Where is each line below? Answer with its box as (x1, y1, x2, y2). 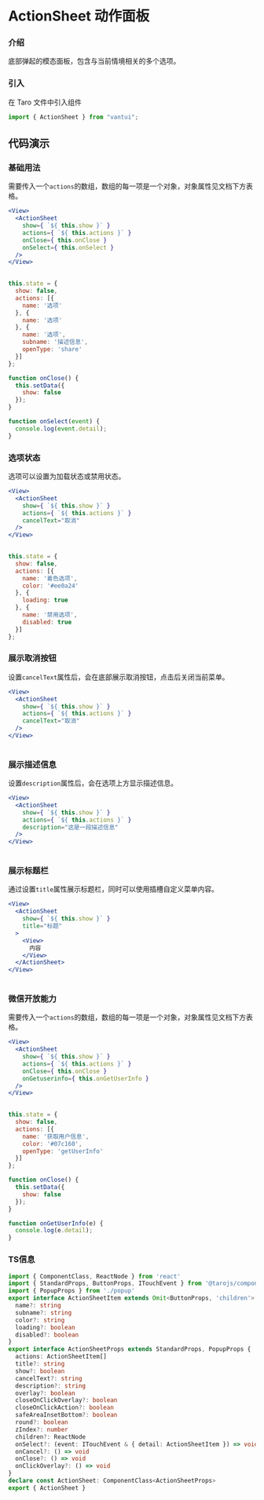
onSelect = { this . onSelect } (22, 243, 114, 251)
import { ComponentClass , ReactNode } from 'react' (8, 1272, 181, 1280)
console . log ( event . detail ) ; (15, 425, 108, 433)
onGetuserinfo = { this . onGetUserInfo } (22, 1074, 149, 1082)
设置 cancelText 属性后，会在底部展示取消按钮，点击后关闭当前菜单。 (8, 672, 229, 682)
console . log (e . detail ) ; (15, 1227, 93, 1235)
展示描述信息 (8, 759, 57, 770)
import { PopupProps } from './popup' (8, 1287, 135, 1295)
